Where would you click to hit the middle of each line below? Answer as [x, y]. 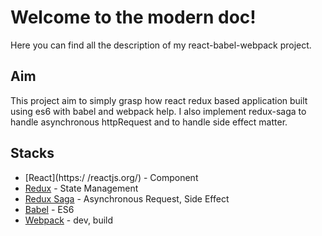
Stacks [32, 153]
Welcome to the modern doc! [133, 17]
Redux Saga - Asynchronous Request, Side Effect [127, 198]
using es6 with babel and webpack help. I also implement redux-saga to [158, 111]
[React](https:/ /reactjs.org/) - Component [111, 177]
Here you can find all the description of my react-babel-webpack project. [161, 45]
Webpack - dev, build [69, 220]
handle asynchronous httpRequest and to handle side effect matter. [149, 122]
